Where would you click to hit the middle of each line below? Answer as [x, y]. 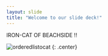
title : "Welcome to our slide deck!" [54, 18]
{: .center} [64, 47]
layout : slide [24, 12]
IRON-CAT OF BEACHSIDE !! [42, 35]
